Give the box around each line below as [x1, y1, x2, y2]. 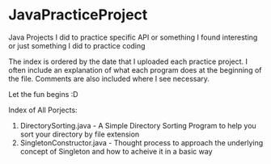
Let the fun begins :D [8, 89, 78, 99]
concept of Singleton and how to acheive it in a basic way [19, 146, 213, 156]
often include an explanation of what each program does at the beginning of [8, 65, 262, 74]
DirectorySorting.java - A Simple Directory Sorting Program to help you [19, 120, 256, 130]
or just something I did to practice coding [8, 40, 146, 50]
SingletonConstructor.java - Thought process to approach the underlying [19, 137, 264, 147]
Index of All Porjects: [8, 105, 78, 115]
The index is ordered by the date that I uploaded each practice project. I [8, 57, 248, 66]
